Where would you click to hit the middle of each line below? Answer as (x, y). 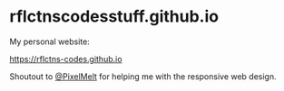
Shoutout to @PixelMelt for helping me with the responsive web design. (143, 76)
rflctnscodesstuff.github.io (114, 17)
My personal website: (50, 41)
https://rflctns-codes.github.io (66, 59)
